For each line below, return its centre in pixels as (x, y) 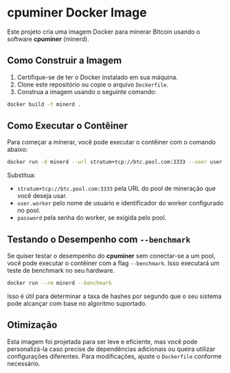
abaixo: (18, 150)
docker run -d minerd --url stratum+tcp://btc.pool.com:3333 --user (107, 162)
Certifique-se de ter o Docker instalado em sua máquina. (97, 77)
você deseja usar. (42, 196)
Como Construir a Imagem (65, 61)
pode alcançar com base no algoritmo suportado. (77, 303)
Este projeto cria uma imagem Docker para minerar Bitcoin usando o (104, 32)
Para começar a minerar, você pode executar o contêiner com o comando (112, 142)
